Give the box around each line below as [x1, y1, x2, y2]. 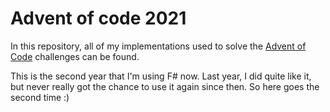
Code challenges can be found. [10, 50, 140, 62]
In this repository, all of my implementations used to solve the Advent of [10, 40, 307, 52]
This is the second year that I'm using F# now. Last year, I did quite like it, [10, 70, 312, 82]
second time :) [10, 91, 70, 103]
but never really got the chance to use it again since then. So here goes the [10, 80, 320, 92]
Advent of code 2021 [10, 7, 187, 30]
